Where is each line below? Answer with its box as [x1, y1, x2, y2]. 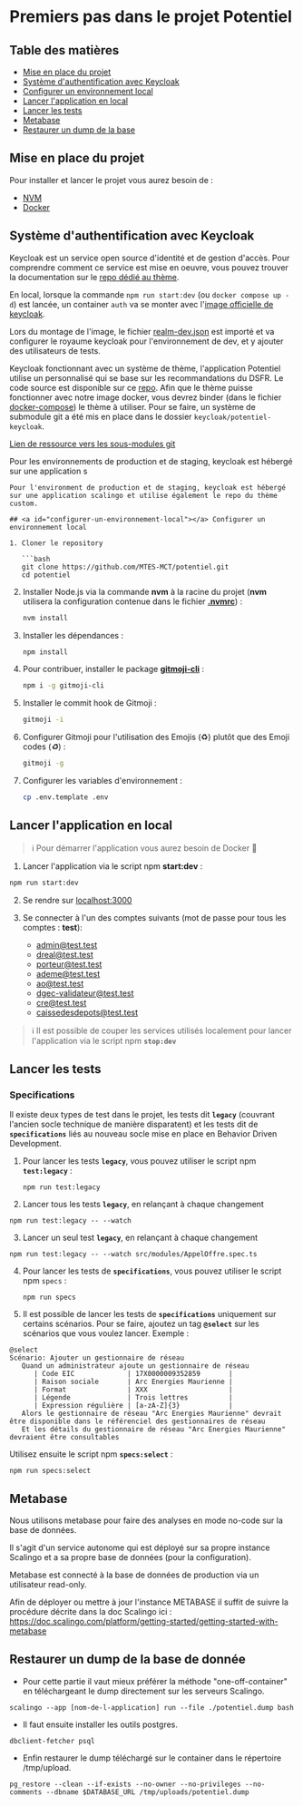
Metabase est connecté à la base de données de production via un [9, 1569, 259, 1580]
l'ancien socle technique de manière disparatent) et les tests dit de [9, 1118, 259, 1130]
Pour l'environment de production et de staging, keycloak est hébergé [9, 483, 286, 492]
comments [9, 1787, 43, 1797]
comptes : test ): [22, 922, 83, 932]
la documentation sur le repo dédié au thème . [9, 271, 180, 282]
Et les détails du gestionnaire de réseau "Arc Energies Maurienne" [21, 1425, 286, 1434]
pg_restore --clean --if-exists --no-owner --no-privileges [9, 1780, 242, 1789]
